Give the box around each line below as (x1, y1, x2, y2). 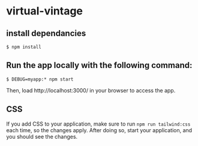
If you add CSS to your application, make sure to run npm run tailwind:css (6, 120, 191, 127)
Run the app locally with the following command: (6, 60, 193, 70)
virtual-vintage (6, 4, 83, 18)
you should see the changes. (6, 133, 78, 140)
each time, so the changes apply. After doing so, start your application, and (6, 126, 193, 133)
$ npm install (6, 44, 42, 50)
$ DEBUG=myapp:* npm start (6, 76, 74, 82)
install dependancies (6, 28, 86, 38)
